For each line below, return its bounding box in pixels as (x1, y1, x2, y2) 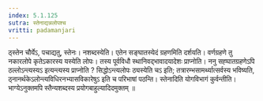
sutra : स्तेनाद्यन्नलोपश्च (8, 19, 66, 27)
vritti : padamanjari (8, 26, 77, 34)
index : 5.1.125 (8, 11, 58, 20)
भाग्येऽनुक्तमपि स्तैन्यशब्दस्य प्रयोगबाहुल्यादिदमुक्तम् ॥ (8, 84, 136, 93)
